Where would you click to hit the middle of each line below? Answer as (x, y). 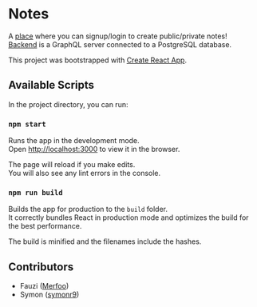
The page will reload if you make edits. (72, 165)
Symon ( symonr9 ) (49, 295)
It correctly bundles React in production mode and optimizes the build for (128, 217)
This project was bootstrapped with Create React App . (98, 60)
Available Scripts (51, 85)
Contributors (41, 267)
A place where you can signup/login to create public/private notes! (118, 36)
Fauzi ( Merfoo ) (44, 286)
